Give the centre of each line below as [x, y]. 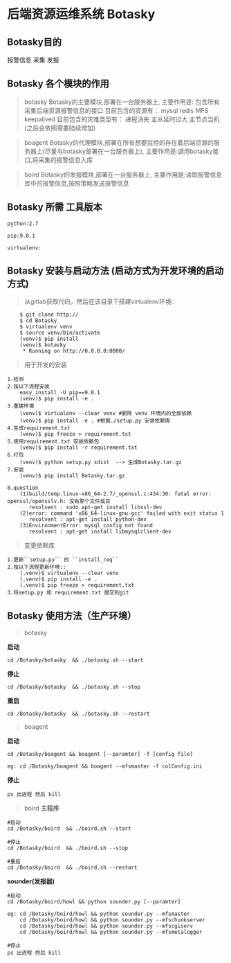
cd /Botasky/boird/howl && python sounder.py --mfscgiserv [107, 926]
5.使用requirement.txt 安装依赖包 [53, 442]
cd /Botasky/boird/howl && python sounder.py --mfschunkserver [113, 920]
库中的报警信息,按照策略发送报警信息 [76, 183]
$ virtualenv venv [46, 327]
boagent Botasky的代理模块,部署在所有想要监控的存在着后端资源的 [119, 142]
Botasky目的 [35, 42]
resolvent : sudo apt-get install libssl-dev [95, 507]
